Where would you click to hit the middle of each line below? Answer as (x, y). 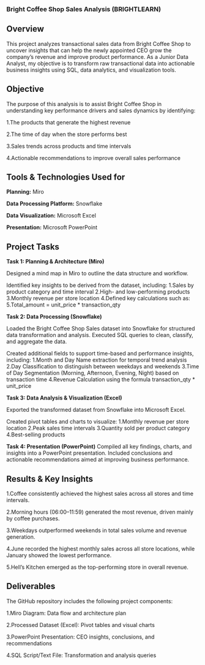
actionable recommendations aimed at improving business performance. (98, 460)
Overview (25, 29)
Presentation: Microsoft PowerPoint (52, 227)
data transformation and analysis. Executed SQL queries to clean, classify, (100, 335)
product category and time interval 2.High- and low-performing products (98, 292)
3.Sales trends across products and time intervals (69, 146)
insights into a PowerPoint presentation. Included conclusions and (90, 453)
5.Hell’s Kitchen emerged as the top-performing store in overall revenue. (97, 567)
